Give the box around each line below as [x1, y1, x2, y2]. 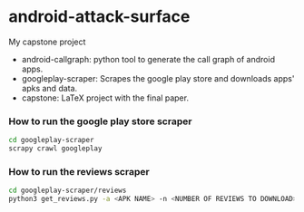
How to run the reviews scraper [8, 165, 151, 178]
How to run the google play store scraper [8, 115, 192, 128]
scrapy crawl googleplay [8, 144, 103, 153]
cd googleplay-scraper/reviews [8, 186, 127, 196]
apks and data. [21, 82, 78, 93]
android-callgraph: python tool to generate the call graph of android [21, 53, 276, 64]
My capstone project [8, 36, 86, 47]
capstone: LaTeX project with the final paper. [21, 92, 190, 103]
